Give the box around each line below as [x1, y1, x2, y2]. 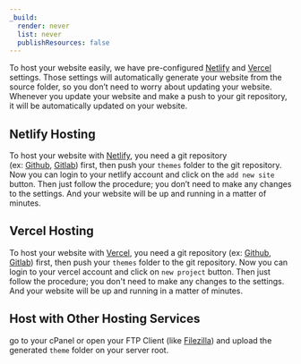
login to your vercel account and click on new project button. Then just [9, 266, 271, 277]
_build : [9, 13, 39, 22]
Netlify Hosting [9, 126, 96, 141]
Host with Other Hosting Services [9, 311, 201, 326]
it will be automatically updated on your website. [9, 100, 188, 112]
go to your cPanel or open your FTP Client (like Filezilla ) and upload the [9, 334, 272, 345]
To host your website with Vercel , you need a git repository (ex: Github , [9, 247, 271, 258]
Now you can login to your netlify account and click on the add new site [9, 169, 275, 180]
